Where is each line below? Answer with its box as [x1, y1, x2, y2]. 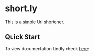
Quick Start [5, 33, 40, 41]
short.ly [5, 3, 38, 14]
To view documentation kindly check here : [5, 45, 89, 51]
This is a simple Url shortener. [5, 19, 64, 25]
